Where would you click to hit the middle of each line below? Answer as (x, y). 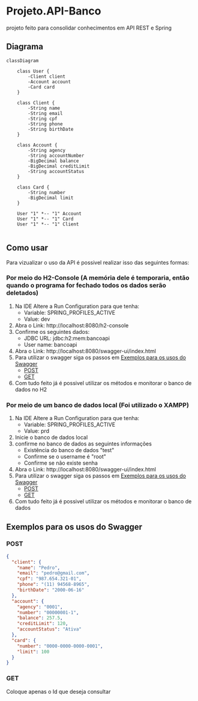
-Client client (47, 77)
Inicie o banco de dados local (51, 438)
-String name (44, 108)
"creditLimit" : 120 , (43, 624)
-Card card (41, 87)
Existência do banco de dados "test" (69, 450)
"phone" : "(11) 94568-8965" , (53, 585)
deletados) (22, 293)
